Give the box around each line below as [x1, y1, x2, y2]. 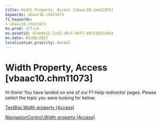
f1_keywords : [5, 17, 33, 22]
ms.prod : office [5, 26, 39, 31]
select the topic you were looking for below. [5, 94, 96, 101]
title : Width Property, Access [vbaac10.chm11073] [5, 7, 114, 13]
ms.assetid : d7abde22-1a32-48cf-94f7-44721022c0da [5, 31, 114, 36]
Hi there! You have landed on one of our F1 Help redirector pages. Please [5, 89, 156, 95]
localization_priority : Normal [5, 40, 71, 45]
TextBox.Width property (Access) [5, 104, 74, 110]
